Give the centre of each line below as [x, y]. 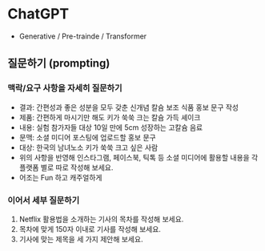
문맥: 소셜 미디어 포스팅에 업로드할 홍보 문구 [88, 137]
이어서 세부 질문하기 [44, 200]
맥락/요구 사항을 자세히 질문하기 [65, 88]
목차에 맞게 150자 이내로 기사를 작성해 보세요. [90, 229]
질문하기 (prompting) [59, 64]
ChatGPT [38, 14]
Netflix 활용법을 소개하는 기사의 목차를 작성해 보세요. [101, 219]
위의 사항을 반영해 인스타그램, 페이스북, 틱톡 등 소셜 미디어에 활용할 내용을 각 [139, 157]
